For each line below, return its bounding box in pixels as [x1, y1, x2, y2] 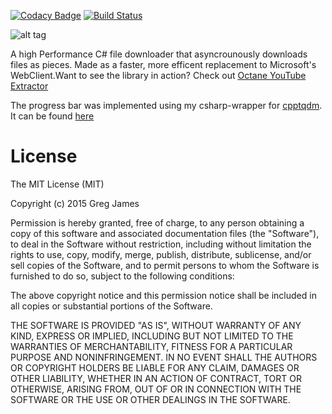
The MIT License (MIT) [10, 178, 105, 190]
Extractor [10, 80, 49, 92]
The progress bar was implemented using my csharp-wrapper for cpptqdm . [10, 100, 323, 111]
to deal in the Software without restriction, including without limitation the [10, 238, 312, 250]
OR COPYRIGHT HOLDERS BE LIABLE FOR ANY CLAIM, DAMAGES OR [10, 361, 300, 374]
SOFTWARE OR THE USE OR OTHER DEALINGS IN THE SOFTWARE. [10, 393, 291, 405]
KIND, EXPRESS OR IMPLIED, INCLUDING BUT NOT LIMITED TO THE [10, 330, 294, 342]
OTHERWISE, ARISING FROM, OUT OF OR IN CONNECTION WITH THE [10, 383, 302, 395]
